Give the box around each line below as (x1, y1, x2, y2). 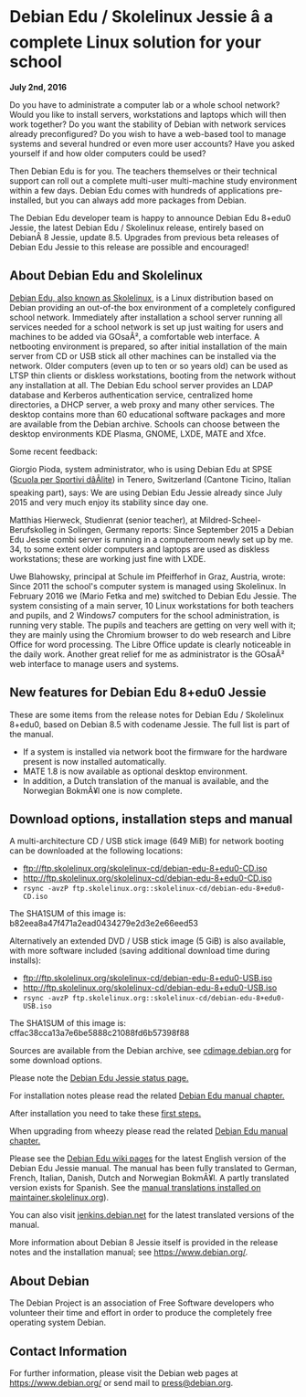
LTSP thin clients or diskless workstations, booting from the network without (9, 370, 297, 381)
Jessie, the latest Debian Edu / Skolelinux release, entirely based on (9, 222, 265, 233)
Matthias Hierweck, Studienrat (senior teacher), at (9, 514, 198, 525)
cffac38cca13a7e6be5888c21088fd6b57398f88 (9, 1028, 190, 1039)
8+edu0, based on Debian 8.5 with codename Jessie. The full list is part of (9, 718, 290, 730)
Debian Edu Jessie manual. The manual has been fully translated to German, (9, 1163, 297, 1174)
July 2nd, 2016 (9, 81, 67, 92)
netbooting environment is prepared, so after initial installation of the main (9, 341, 288, 352)
